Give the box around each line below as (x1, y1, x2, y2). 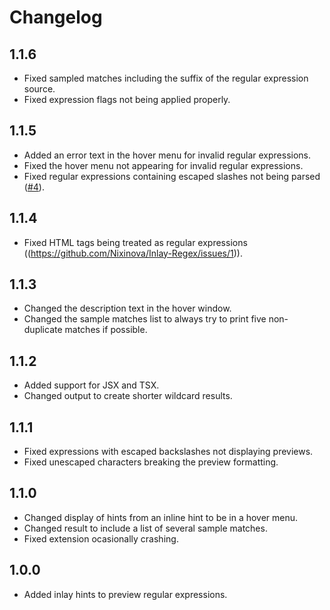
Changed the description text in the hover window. (23, 302, 232, 315)
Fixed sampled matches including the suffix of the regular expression (23, 72, 309, 84)
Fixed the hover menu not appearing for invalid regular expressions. (23, 159, 304, 171)
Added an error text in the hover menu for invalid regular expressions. (23, 149, 312, 161)
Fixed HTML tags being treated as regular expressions (23, 236, 248, 248)
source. (23, 83, 56, 95)
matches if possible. (64, 324, 148, 336)
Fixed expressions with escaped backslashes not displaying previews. (23, 446, 314, 458)
